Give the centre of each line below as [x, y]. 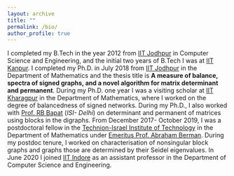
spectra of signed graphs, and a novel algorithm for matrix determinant [113, 83]
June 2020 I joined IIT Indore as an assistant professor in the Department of [117, 158]
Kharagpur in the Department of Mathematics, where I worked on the [107, 98]
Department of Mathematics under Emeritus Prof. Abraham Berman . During [116, 135]
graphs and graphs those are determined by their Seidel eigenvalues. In [111, 150]
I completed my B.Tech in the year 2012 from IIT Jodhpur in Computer [108, 53]
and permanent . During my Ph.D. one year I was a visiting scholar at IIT [110, 90]
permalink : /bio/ [33, 27]
